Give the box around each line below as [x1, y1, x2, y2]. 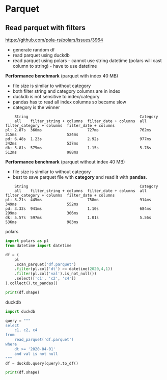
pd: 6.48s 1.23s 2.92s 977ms [5, 137, 152, 142]
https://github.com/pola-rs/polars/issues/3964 [5, 37, 103, 43]
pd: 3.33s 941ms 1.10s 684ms [5, 206, 152, 211]
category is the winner [12, 104, 60, 110]
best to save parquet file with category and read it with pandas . [12, 174, 147, 180]
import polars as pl [5, 238, 49, 243]
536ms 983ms [5, 220, 79, 225]
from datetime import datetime [5, 243, 72, 248]
